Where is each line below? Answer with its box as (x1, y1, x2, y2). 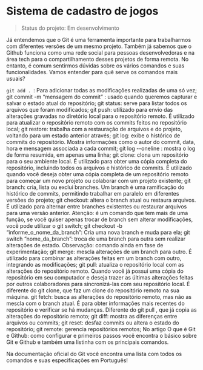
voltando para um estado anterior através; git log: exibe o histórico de (6, 132, 181, 139)
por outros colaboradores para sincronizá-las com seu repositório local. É (6, 280, 190, 287)
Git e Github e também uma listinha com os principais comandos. (6, 338, 169, 346)
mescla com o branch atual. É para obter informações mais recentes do (6, 300, 185, 307)
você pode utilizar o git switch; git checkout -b (6, 222, 123, 229)
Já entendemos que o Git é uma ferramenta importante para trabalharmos (6, 36, 191, 43)
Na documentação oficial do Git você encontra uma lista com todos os (6, 350, 182, 357)
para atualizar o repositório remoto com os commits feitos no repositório (6, 118, 187, 126)
